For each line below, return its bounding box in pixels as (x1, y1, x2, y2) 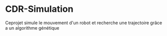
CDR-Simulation (5, 3, 73, 15)
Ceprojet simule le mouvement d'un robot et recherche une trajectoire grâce (5, 20, 162, 26)
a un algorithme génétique (5, 25, 59, 31)
